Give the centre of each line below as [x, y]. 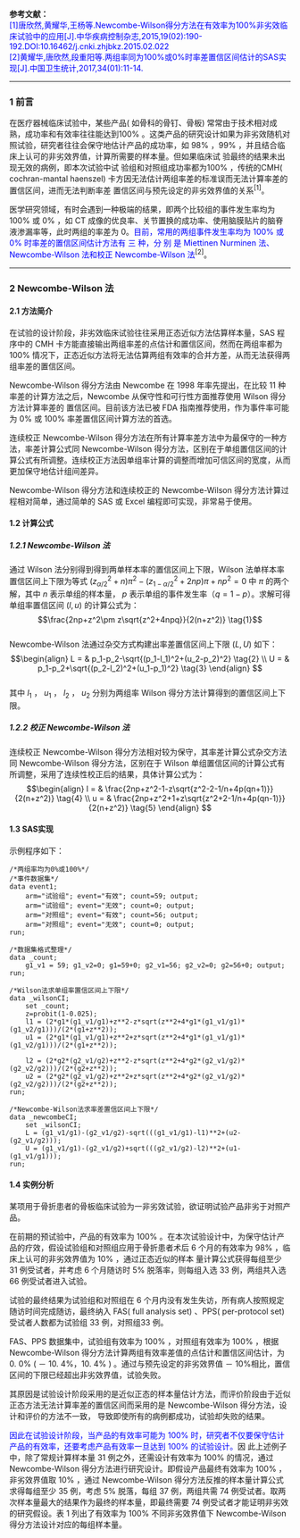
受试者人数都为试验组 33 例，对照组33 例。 [89, 1322]
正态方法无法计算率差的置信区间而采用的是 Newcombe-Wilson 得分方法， [144, 1405]
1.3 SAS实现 [32, 829]
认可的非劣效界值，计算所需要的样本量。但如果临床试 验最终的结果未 [151, 156]
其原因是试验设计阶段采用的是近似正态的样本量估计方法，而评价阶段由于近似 [150, 1393]
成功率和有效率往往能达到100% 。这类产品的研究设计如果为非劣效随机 [154, 134]
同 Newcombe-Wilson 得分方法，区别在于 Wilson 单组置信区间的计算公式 [143, 763]
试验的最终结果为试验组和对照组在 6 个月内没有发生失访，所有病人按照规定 [147, 1300]
